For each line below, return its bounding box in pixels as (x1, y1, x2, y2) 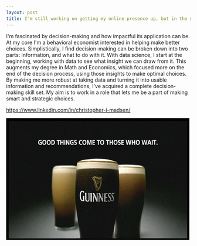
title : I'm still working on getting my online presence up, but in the (6, 15, 188, 22)
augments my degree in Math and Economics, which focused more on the (6, 63, 185, 70)
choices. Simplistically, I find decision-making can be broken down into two (6, 45, 188, 52)
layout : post (6, 9, 38, 15)
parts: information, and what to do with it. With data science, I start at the (6, 51, 183, 58)
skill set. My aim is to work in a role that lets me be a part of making (25, 89, 188, 96)
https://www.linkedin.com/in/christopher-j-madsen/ (6, 106, 131, 113)
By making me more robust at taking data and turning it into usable (6, 76, 167, 83)
